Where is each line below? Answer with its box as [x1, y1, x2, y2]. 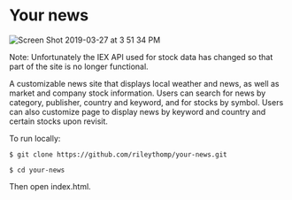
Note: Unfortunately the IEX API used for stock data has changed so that [9, 51, 273, 62]
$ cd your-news [9, 165, 65, 174]
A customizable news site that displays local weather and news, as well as [9, 78, 280, 88]
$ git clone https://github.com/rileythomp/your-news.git [9, 150, 227, 159]
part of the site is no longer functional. [9, 61, 149, 72]
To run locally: [9, 133, 61, 143]
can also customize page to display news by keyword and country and [9, 106, 266, 117]
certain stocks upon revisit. [9, 116, 109, 127]
